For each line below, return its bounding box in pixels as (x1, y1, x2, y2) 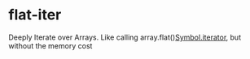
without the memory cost (8, 40, 93, 50)
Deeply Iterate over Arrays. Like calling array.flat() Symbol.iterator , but (8, 32, 242, 42)
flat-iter (8, 6, 62, 24)
